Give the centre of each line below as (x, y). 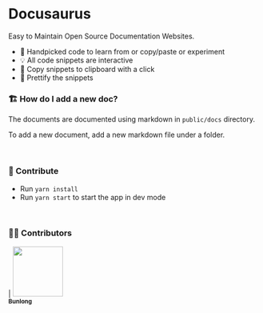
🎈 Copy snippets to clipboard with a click (87, 69)
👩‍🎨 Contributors (40, 233)
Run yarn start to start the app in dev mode (93, 197)
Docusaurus (50, 14)
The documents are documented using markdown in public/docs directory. (132, 119)
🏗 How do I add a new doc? (63, 98)
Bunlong (20, 301)
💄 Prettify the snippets (56, 78)
